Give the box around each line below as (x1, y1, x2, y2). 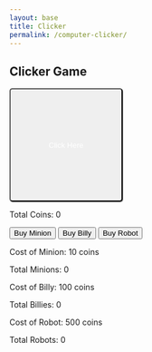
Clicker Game (9, 64, 88, 79)
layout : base (9, 13, 59, 23)
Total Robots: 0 (9, 335, 66, 346)
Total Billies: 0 (9, 299, 62, 310)
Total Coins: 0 (9, 210, 62, 220)
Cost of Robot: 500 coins (9, 317, 103, 328)
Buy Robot (102, 229, 138, 239)
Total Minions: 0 (9, 264, 70, 275)
